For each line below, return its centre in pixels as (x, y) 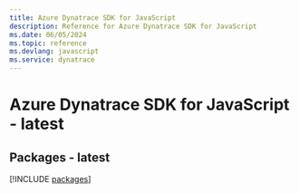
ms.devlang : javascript (54, 52)
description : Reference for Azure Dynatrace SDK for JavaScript (133, 26)
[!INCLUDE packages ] (50, 179)
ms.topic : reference (48, 43)
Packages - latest (60, 157)
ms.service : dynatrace (52, 60)
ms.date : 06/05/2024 (48, 34)
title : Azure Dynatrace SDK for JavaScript (93, 18)
